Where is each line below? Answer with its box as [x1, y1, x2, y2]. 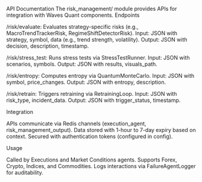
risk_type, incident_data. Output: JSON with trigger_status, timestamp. [6, 96, 181, 104]
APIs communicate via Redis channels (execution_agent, [6, 120, 147, 127]
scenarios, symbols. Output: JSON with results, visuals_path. [6, 60, 158, 67]
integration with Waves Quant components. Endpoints [6, 11, 140, 19]
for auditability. [6, 169, 43, 176]
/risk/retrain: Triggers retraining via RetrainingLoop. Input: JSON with [6, 90, 177, 97]
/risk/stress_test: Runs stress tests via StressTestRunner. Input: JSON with [6, 54, 190, 61]
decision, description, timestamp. [6, 42, 89, 49]
